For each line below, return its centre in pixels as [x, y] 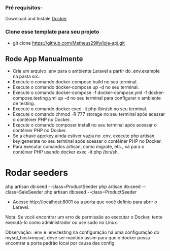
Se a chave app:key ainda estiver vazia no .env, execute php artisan [83, 136]
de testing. [24, 104]
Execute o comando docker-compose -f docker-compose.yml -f [80, 92]
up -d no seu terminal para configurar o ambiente [109, 98]
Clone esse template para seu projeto [52, 32]
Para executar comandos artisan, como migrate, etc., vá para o [78, 147]
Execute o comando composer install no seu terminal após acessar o [85, 125]
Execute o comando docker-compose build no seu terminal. [75, 82]
